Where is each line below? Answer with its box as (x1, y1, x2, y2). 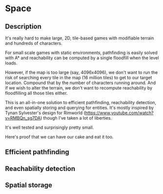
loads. (5, 60, 18, 66)
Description (5, 22, 41, 31)
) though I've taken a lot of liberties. (40, 115, 112, 121)
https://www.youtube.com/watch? (85, 110, 154, 116)
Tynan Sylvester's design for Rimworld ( (5, 110, 85, 116)
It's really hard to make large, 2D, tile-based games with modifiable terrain (5, 35, 154, 41)
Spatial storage (5, 181, 52, 190)
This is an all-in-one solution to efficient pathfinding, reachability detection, (5, 100, 157, 105)
